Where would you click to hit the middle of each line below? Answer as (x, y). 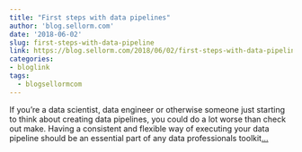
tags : (19, 76)
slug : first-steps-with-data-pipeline (82, 42)
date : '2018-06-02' (46, 34)
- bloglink (30, 68)
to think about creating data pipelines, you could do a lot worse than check (147, 119)
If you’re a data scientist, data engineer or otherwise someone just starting (147, 109)
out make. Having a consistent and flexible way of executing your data (139, 128)
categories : (31, 59)
